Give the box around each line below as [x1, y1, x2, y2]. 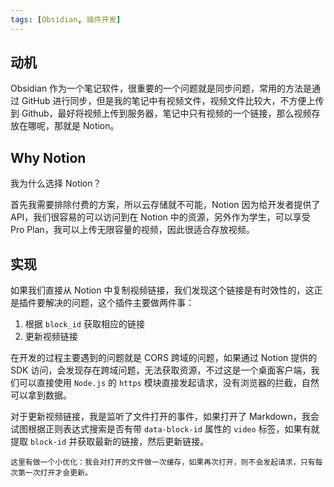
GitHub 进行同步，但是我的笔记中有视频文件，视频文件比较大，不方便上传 [21, 95, 325, 107]
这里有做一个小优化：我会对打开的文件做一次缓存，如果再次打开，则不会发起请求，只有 [10, 457, 316, 468]
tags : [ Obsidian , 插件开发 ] [10, 14, 122, 25]
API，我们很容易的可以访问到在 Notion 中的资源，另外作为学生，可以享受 [10, 211, 311, 223]
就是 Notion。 [62, 120, 120, 132]
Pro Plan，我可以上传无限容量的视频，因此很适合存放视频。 [10, 224, 255, 236]
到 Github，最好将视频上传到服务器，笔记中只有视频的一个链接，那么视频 [10, 107, 312, 120]
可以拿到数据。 [10, 389, 72, 401]
